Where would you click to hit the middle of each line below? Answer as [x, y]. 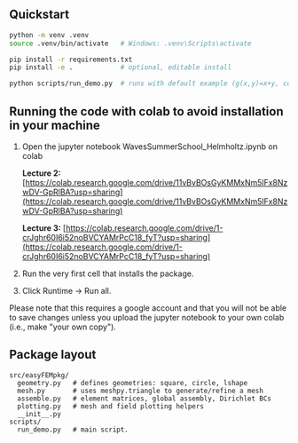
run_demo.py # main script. [73, 430]
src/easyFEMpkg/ [39, 375]
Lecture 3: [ [44, 228]
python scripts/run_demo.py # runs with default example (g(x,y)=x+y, [144, 83]
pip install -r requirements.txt [71, 59]
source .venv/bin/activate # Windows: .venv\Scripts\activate [130, 44]
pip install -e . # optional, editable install [121, 67]
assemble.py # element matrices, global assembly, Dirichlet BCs [145, 399]
